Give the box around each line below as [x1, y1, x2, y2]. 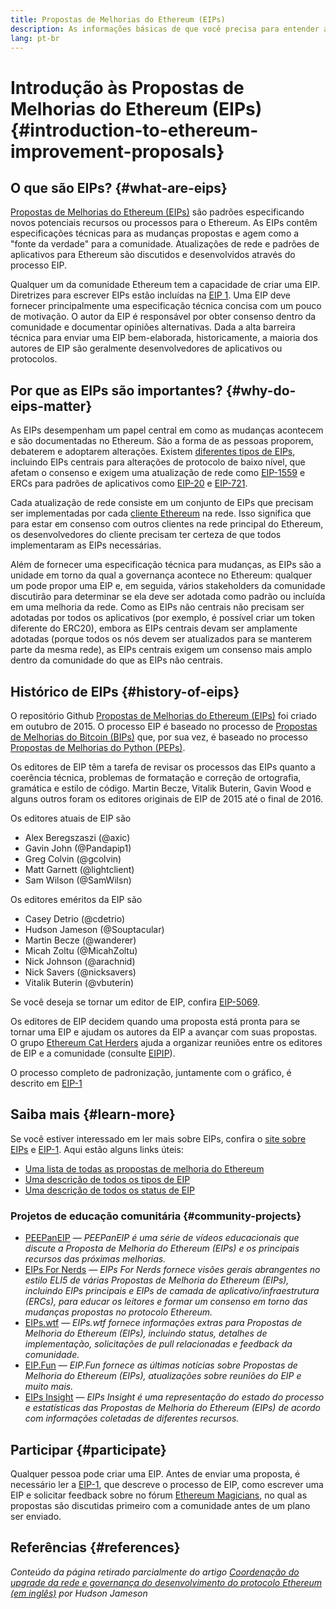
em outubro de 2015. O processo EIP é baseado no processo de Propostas [10, 721, 318, 732]
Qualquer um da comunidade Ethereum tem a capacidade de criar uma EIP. [10, 279, 321, 291]
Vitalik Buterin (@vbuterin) [24, 977, 135, 988]
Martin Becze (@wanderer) [24, 934, 137, 946]
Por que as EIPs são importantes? [10, 382, 223, 399]
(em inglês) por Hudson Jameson [10, 1587, 148, 1599]
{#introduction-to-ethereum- [10, 119, 259, 141]
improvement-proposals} [10, 140, 225, 163]
